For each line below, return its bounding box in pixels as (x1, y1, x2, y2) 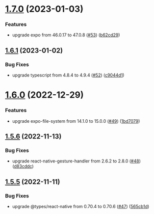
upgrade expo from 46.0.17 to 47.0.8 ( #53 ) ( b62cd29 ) (12, 32, 120, 38)
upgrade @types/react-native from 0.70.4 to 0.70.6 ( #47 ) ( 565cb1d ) (12, 204, 150, 210)
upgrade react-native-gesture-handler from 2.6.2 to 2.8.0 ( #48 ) (12, 158, 141, 164)
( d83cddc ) (12, 163, 34, 169)
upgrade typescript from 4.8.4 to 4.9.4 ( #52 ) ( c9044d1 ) (12, 72, 125, 78)
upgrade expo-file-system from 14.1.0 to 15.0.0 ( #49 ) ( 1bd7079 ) (12, 118, 140, 124)
